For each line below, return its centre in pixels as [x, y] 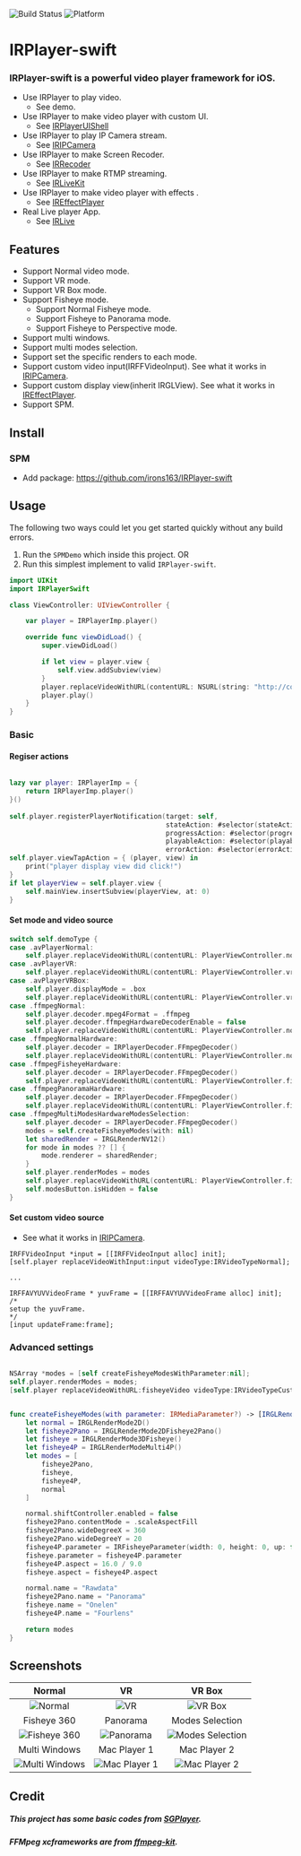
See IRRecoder [63, 164]
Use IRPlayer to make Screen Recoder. [93, 155]
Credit [27, 1796]
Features [34, 250]
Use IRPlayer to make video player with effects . [110, 193]
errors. [21, 537]
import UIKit [34, 580]
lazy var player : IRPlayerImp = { [74, 783]
